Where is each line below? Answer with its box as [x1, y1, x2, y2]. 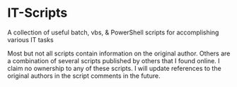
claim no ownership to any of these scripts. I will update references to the [7, 64, 221, 72]
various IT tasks [7, 35, 54, 43]
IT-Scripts [7, 5, 68, 21]
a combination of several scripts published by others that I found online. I [7, 56, 221, 65]
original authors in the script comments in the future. [7, 72, 161, 80]
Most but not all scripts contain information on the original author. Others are [7, 49, 231, 58]
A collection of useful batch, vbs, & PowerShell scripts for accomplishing [7, 28, 219, 36]
